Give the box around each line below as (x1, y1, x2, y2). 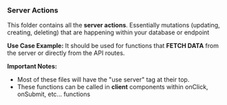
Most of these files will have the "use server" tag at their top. (17, 75, 190, 84)
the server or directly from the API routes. (7, 49, 125, 57)
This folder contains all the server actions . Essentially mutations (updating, (7, 21, 220, 30)
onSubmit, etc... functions (17, 90, 91, 98)
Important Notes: (7, 62, 57, 71)
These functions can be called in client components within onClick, (17, 83, 208, 91)
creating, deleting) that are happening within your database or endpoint (7, 28, 210, 36)
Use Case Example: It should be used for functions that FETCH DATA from (7, 42, 219, 50)
